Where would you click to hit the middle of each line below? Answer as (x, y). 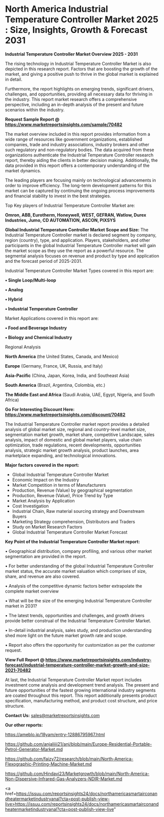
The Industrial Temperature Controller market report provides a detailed (77, 424)
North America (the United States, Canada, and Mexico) (62, 356)
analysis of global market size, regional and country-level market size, (76, 429)
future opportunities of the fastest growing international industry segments (80, 690)
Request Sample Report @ (32, 119)
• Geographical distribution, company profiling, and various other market (79, 551)
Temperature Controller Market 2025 (82, 19)
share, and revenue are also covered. (43, 576)
